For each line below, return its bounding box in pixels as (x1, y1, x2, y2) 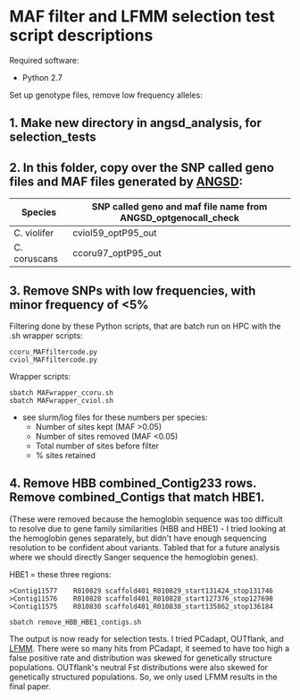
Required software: (9, 55, 79, 65)
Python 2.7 (21, 72, 62, 82)
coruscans (13, 252, 58, 265)
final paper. (9, 680, 51, 691)
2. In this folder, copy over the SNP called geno (9, 159, 275, 175)
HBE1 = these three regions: (9, 568, 112, 579)
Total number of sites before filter (35, 440, 159, 451)
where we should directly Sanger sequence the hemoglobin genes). (9, 551, 259, 562)
